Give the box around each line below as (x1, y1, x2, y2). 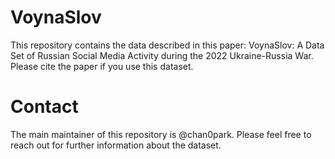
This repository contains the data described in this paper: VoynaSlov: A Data (10, 39, 325, 51)
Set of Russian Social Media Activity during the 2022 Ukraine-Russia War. (10, 49, 314, 61)
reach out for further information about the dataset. (10, 139, 222, 151)
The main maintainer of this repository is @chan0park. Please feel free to (10, 128, 312, 140)
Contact (10, 96, 79, 118)
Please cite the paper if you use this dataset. (10, 60, 194, 72)
